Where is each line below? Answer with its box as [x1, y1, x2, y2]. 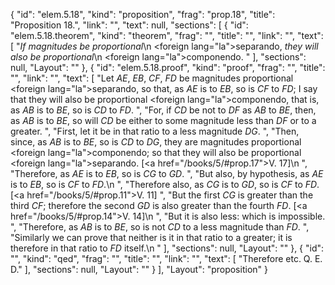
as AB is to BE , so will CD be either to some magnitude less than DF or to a [10, 115, 317, 126]
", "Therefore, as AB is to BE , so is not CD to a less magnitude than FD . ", [10, 221, 310, 233]
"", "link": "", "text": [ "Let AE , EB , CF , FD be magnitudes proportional [10, 72, 294, 84]
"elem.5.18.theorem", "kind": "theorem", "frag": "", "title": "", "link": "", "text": [10, 30, 324, 41]
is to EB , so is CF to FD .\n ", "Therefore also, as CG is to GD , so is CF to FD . [10, 179, 320, 190]
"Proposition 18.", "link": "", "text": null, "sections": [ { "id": [10, 19, 249, 31]
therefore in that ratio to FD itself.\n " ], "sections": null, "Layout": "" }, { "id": [10, 242, 325, 254]
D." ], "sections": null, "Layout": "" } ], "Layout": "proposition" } [10, 264, 268, 275]
